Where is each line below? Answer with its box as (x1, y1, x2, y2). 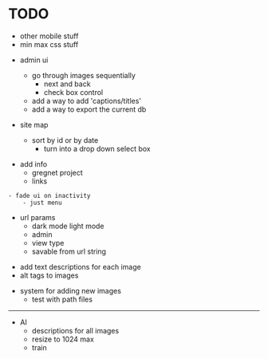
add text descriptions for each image (19, 262, 141, 271)
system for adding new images (19, 286, 122, 295)
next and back (43, 79, 91, 89)
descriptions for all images (31, 325, 120, 335)
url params (19, 212, 56, 222)
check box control (43, 87, 104, 97)
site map (19, 120, 49, 129)
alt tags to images (19, 270, 79, 280)
